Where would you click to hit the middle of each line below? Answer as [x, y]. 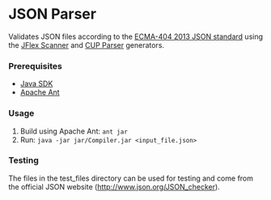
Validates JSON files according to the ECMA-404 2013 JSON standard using [136, 36]
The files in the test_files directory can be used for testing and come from [131, 178]
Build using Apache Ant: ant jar [74, 131]
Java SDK [36, 84]
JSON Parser [53, 14]
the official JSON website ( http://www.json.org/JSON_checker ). [114, 186]
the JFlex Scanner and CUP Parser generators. [86, 45]
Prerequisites [35, 66]
